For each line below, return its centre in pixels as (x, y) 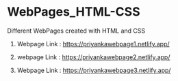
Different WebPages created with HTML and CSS (76, 31)
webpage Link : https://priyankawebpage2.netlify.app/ (93, 57)
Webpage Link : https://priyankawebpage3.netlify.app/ (94, 70)
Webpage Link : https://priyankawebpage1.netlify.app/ (93, 44)
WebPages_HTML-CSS (74, 12)
